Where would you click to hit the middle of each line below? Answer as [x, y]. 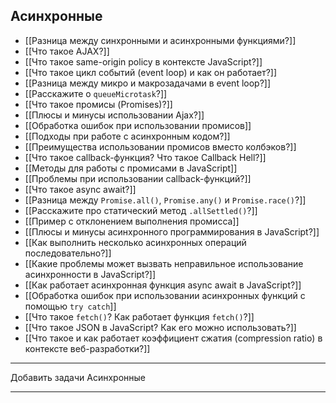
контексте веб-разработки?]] [87, 348]
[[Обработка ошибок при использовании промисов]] [138, 125]
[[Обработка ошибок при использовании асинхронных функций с [165, 295]
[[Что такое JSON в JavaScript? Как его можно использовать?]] [160, 327]
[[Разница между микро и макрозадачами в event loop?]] [148, 83]
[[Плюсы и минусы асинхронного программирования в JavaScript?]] [172, 231]
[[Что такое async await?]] [80, 189]
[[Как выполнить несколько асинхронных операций [135, 242]
